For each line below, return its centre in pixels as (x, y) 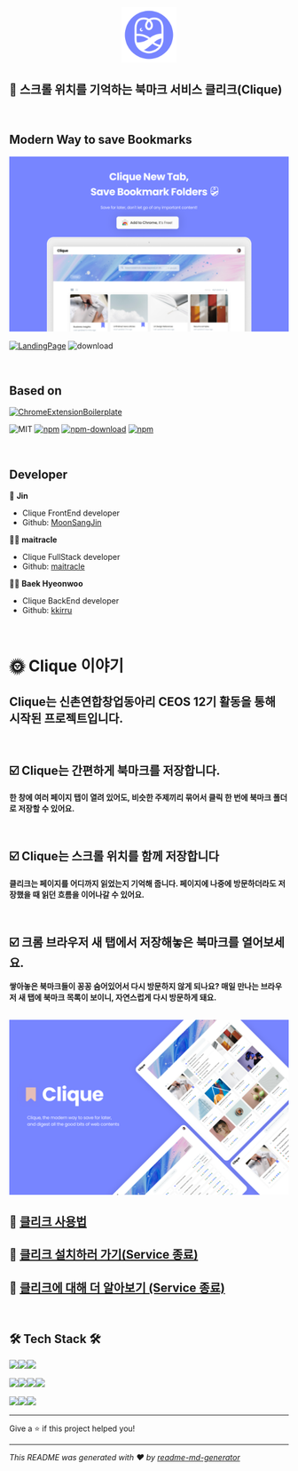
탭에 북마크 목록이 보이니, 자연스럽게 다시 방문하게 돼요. (122, 997)
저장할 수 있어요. (47, 809)
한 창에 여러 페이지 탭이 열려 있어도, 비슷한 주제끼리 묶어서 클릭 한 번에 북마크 (141, 797)
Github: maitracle (54, 566)
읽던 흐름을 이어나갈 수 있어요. (93, 894)
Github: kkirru (47, 611)
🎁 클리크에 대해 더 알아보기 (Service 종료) (117, 1287)
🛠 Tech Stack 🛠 (55, 1339)
